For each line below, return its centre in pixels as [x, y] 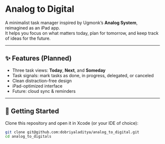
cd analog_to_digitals [28, 137]
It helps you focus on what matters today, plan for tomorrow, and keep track [82, 33]
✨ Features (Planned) [39, 58]
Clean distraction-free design [42, 81]
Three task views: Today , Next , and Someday [59, 70]
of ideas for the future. [28, 38]
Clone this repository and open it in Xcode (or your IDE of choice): [72, 123]
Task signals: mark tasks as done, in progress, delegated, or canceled [83, 75]
